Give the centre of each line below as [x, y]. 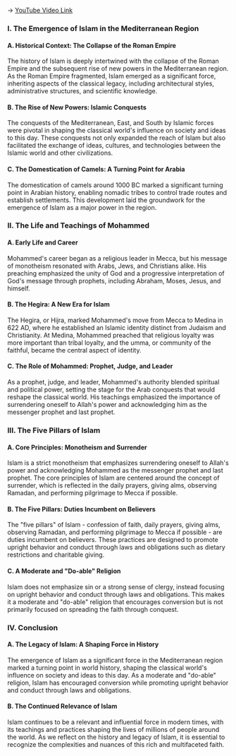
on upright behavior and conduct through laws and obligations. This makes [116, 594]
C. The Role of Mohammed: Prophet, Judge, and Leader [90, 366]
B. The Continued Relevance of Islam [62, 707]
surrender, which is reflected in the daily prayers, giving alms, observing [112, 485]
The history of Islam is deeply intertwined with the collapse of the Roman [113, 61]
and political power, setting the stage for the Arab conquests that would [111, 390]
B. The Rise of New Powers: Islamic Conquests [77, 107]
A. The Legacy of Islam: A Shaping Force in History [83, 644]
